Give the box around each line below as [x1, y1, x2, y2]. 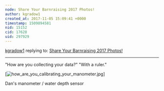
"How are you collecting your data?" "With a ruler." [5, 61, 107, 67]
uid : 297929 [5, 35, 29, 39]
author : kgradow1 [5, 12, 41, 17]
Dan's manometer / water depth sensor [5, 80, 84, 86]
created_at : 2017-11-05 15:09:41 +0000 [5, 16, 86, 21]
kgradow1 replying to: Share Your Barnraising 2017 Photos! [5, 47, 123, 54]
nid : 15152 [5, 25, 27, 30]
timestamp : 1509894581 [5, 20, 51, 26]
